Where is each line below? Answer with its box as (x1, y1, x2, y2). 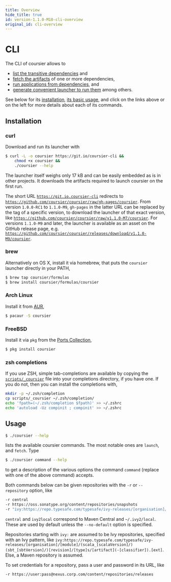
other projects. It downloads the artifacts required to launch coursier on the (5, 178, 163, 184)
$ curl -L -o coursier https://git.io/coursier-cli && (5, 154, 124, 159)
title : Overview (5, 7, 40, 13)
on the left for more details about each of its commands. (5, 102, 123, 108)
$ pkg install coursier (5, 347, 56, 352)
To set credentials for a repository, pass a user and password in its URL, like (5, 562, 164, 568)
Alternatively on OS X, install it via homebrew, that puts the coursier (5, 260, 148, 266)
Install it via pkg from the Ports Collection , (5, 337, 92, 343)
